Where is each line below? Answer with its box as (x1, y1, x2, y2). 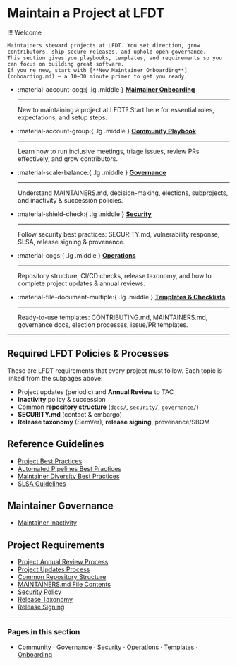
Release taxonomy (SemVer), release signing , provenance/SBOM (17, 417, 210, 426)
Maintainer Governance (7, 499, 114, 511)
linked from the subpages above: (7, 374, 104, 382)
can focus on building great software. (7, 60, 125, 68)
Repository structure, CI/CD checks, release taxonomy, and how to (17, 271, 212, 280)
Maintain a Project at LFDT (7, 5, 164, 21)
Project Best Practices (17, 457, 83, 465)
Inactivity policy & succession (17, 395, 106, 403)
